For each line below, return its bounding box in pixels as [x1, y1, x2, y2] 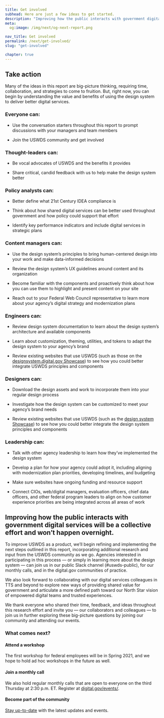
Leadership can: [5, 439, 45, 445]
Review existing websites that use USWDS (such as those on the [12, 353, 143, 359]
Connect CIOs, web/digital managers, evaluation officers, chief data [12, 488, 149, 494]
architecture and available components [12, 328, 91, 334]
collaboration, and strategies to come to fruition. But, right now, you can [5, 89, 150, 94]
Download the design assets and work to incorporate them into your [12, 387, 149, 393]
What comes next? [5, 630, 51, 637]
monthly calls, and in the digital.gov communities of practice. [5, 567, 128, 573]
